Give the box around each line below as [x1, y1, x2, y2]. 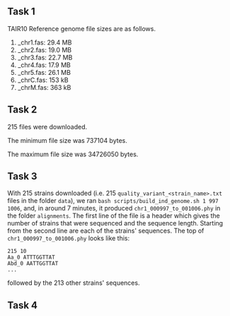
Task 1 [7, 6, 35, 18]
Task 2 [7, 104, 38, 116]
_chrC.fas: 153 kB [17, 76, 69, 84]
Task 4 [7, 299, 38, 311]
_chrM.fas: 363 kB [17, 83, 71, 91]
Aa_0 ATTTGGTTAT [7, 254, 55, 261]
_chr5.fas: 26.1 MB [17, 68, 71, 76]
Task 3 [7, 170, 38, 182]
